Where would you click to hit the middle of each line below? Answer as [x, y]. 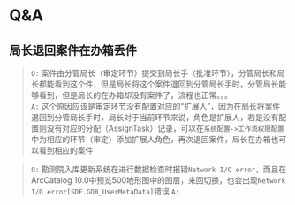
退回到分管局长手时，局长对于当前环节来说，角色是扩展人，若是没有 [155, 117]
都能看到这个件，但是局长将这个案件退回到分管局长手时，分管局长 [159, 84]
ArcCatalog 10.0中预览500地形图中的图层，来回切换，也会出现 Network [158, 180]
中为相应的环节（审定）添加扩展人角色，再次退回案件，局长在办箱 [151, 139]
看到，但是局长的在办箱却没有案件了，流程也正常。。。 [135, 95]
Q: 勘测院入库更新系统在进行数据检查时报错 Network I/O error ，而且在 [159, 169]
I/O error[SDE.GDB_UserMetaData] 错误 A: [105, 191]
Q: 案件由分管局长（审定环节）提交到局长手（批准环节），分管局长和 [154, 73]
